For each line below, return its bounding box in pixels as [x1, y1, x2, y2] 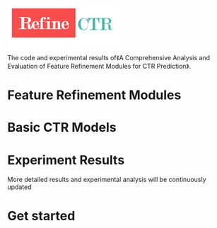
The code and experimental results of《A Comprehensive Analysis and [7, 54, 211, 62]
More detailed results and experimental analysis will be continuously [7, 176, 206, 184]
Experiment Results [7, 152, 125, 168]
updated [7, 183, 32, 191]
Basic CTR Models [7, 120, 117, 136]
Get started [7, 207, 76, 224]
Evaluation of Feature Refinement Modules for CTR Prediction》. [7, 62, 192, 70]
